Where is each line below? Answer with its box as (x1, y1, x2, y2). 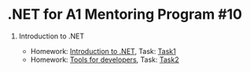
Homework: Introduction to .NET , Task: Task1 (30, 46, 176, 56)
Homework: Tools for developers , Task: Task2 (30, 55, 179, 64)
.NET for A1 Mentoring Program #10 (7, 5, 243, 23)
